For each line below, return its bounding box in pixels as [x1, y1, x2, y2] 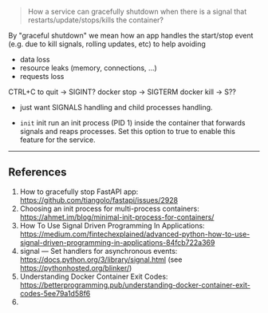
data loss [19, 55, 50, 64]
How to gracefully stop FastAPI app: [19, 187, 139, 196]
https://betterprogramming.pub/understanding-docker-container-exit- [19, 279, 251, 290]
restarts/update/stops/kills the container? [27, 15, 164, 25]
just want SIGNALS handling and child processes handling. [19, 103, 213, 112]
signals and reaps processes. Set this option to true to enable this [19, 127, 235, 136]
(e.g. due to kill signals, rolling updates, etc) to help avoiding [8, 39, 206, 49]
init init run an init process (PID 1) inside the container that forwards [19, 118, 246, 127]
